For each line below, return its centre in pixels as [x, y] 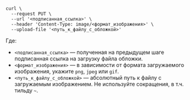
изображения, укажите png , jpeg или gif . [67, 71]
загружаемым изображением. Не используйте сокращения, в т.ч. [99, 84]
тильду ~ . [26, 90]
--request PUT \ [31, 14]
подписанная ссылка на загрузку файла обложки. [78, 59]
